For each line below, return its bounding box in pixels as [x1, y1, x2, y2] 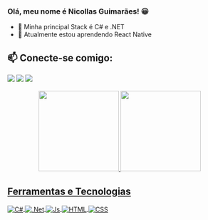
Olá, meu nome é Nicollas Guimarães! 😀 [7, 6, 150, 16]
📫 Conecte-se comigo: [7, 51, 113, 64]
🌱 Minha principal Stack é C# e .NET [17, 23, 125, 31]
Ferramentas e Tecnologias [7, 185, 132, 197]
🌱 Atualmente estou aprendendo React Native [17, 30, 152, 39]
